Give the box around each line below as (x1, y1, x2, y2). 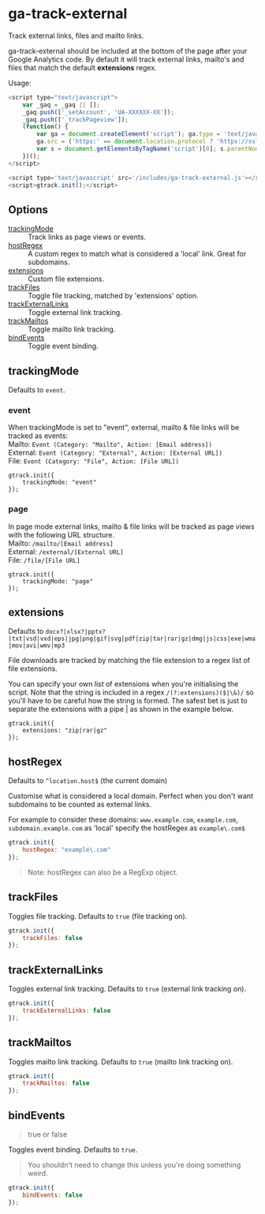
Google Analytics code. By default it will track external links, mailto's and (8, 54, 244, 64)
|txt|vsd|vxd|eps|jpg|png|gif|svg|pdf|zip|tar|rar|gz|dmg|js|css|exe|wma (8, 635, 256, 643)
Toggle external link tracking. (28, 308, 122, 317)
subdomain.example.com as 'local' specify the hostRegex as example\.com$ (8, 823, 246, 833)
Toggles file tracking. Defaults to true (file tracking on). (8, 911, 188, 920)
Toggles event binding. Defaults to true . (8, 1145, 138, 1155)
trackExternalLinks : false (22, 1007, 111, 1015)
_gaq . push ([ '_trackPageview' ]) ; (22, 115, 129, 123)
